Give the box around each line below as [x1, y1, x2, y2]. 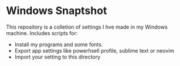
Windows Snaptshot [6, 4, 107, 18]
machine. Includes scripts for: [6, 29, 78, 36]
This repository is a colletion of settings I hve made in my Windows [6, 23, 168, 30]
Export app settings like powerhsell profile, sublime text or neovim [14, 47, 175, 54]
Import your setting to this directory [14, 53, 101, 60]
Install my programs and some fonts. [14, 41, 103, 48]
